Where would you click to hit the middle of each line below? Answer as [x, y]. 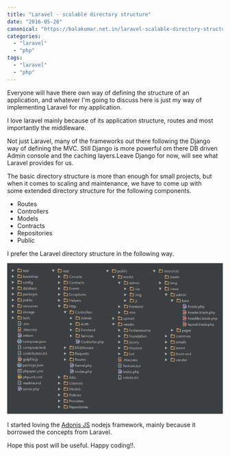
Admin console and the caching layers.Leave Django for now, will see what [113, 155]
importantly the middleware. [47, 127]
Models [28, 218]
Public [26, 240]
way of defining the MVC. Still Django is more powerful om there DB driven [112, 148]
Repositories [35, 233]
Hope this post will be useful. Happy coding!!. [71, 445]
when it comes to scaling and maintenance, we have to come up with [104, 183]
